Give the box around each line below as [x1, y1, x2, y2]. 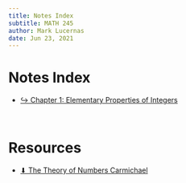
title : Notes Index [8, 11, 74, 20]
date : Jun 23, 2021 [8, 34, 74, 43]
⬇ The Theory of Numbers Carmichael [19, 165, 148, 175]
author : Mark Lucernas [8, 26, 85, 35]
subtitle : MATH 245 [8, 19, 74, 27]
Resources [8, 139, 82, 157]
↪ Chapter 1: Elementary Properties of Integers [19, 96, 179, 105]
